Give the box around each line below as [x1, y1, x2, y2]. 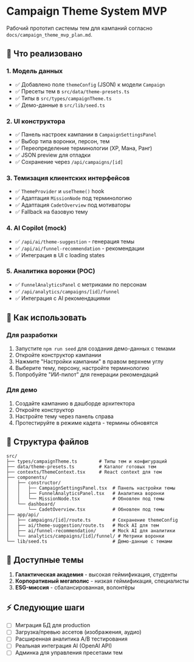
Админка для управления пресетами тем [15, 649, 123, 657]
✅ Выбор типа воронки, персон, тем [15, 137, 110, 144]
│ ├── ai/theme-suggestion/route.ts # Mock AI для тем [6, 522, 159, 529]
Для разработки [6, 331, 58, 340]
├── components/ [6, 474, 47, 480]
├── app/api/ [6, 511, 40, 518]
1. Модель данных [6, 67, 63, 76]
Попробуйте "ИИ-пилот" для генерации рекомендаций [15, 371, 159, 378]
